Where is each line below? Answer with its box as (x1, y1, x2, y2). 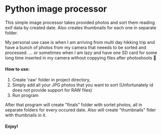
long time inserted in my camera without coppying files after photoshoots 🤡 (5, 55, 157, 60)
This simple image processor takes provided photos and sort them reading (5, 19, 155, 25)
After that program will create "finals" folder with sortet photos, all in (5, 102, 142, 108)
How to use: (5, 66, 30, 72)
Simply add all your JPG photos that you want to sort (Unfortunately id (12, 82, 154, 88)
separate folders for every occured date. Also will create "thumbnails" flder (5, 107, 156, 113)
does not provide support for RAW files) (12, 87, 92, 93)
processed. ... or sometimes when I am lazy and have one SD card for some (5, 50, 158, 56)
